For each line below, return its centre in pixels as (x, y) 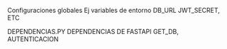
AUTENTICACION (33, 39)
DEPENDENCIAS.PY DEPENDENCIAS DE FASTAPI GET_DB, (93, 32)
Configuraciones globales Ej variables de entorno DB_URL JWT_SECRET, (113, 10)
